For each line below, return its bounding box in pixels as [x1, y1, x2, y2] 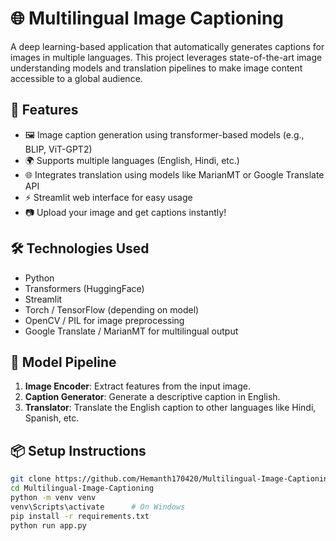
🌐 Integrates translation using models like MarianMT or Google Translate [24, 168, 325, 181]
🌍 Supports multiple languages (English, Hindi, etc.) [24, 154, 240, 166]
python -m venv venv [10, 492, 97, 502]
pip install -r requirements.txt [10, 511, 150, 521]
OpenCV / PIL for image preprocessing [24, 314, 185, 326]
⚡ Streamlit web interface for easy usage [24, 191, 193, 203]
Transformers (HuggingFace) [24, 282, 145, 294]
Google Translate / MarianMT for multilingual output [24, 325, 239, 337]
